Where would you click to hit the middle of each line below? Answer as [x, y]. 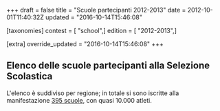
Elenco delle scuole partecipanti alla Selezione [108, 66]
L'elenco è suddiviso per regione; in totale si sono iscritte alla [93, 93]
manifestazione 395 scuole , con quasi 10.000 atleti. [79, 100]
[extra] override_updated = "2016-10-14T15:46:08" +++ [85, 44]
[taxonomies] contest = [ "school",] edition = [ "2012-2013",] [91, 31]
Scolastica [30, 76]
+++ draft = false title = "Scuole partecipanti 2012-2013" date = [96, 10]
